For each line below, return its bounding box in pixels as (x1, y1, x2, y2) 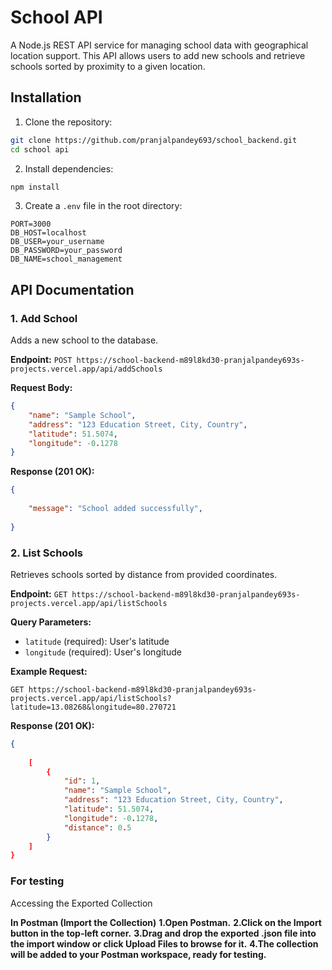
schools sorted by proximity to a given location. (10, 60, 206, 72)
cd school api (10, 144, 70, 155)
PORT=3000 (10, 219, 52, 230)
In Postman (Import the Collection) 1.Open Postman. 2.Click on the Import (10, 916, 322, 928)
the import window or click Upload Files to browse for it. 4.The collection (10, 937, 319, 950)
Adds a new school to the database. (10, 334, 159, 346)
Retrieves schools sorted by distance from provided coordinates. (10, 568, 278, 580)
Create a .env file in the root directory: (24, 200, 183, 212)
